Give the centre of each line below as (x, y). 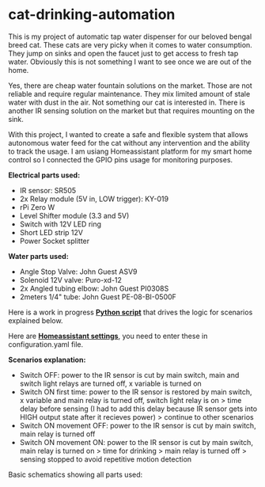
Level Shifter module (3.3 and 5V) (74, 215)
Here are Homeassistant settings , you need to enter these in (108, 336)
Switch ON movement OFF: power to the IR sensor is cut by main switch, (138, 425)
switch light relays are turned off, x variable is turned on (110, 383)
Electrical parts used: (44, 175)
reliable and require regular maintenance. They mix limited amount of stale (129, 93)
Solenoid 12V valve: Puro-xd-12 (71, 280)
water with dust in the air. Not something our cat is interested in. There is (127, 102)
